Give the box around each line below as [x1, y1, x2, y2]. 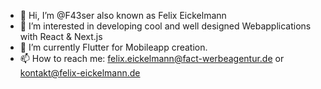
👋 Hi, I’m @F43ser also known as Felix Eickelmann [19, 10, 227, 21]
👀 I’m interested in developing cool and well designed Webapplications [19, 20, 312, 32]
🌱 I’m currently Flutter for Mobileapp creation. [19, 41, 208, 53]
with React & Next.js [19, 31, 103, 42]
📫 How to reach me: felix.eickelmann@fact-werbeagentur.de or [19, 53, 285, 64]
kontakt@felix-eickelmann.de [19, 67, 141, 79]
